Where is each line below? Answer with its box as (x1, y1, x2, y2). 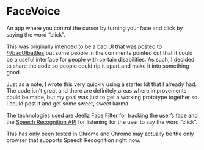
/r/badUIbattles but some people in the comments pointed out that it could (6, 49, 193, 56)
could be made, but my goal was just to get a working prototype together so (6, 93, 198, 101)
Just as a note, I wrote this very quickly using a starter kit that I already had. (6, 80, 197, 88)
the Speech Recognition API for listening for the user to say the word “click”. (6, 118, 198, 126)
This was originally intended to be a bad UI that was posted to (6, 43, 162, 50)
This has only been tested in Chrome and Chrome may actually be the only (6, 130, 194, 137)
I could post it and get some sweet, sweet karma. (6, 99, 130, 107)
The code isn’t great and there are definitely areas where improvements (6, 87, 187, 94)
